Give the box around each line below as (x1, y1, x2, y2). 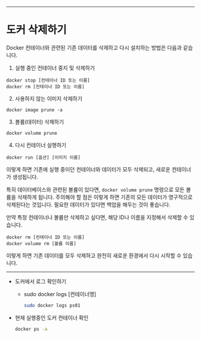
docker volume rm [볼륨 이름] (6, 240, 77, 246)
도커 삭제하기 (6, 23, 67, 37)
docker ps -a (14, 326, 48, 332)
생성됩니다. (12, 173, 39, 180)
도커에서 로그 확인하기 (14, 277, 67, 285)
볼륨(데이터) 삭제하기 (14, 118, 64, 125)
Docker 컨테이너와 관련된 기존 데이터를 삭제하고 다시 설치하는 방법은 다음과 (6, 44, 182, 51)
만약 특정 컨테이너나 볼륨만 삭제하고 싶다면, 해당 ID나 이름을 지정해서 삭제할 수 (6, 213, 188, 221)
